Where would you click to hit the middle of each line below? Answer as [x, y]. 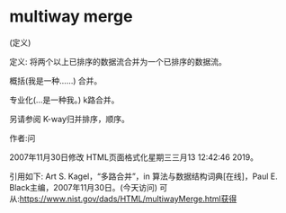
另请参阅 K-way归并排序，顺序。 [70, 119]
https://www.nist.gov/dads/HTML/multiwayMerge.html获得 [128, 199]
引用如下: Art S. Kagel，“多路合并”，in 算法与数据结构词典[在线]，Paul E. [143, 176]
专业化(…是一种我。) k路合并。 [64, 100]
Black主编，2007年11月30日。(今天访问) [84, 187]
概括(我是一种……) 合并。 [56, 80]
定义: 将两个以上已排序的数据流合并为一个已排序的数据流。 [118, 61]
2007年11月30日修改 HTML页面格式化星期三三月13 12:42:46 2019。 [134, 157]
